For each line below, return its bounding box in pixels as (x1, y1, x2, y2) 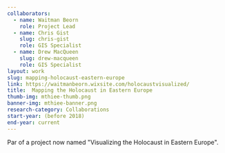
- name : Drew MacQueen (13, 49, 79, 56)
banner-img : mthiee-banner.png (7, 100, 97, 107)
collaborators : (7, 10, 51, 17)
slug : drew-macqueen (19, 55, 79, 62)
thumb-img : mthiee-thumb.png (7, 94, 91, 101)
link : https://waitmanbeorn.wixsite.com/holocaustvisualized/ (7, 81, 190, 88)
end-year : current (7, 119, 60, 126)
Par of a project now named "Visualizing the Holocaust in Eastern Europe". (7, 138, 219, 146)
